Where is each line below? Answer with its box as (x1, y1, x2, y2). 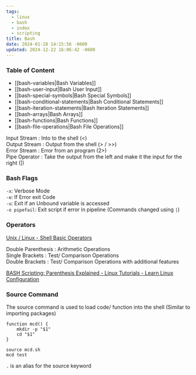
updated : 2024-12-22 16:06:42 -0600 (6, 47, 95, 53)
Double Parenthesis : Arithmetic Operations (6, 245, 111, 252)
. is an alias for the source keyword (6, 362, 92, 369)
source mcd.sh (6, 347, 41, 353)
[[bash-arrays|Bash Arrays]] (14, 111, 83, 118)
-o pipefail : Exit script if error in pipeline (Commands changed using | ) (6, 206, 180, 213)
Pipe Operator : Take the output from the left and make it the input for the (6, 153, 183, 160)
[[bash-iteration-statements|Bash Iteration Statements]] (14, 104, 149, 112)
